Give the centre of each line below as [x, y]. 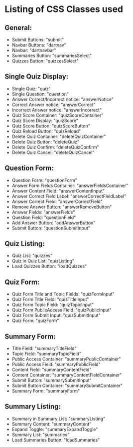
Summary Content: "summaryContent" [52, 424]
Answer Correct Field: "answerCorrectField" [57, 201]
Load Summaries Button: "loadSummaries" [56, 440]
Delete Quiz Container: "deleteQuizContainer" [59, 136]
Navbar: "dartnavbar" [34, 50]
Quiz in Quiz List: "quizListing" [43, 261]
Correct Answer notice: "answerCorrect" [54, 104]
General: [18, 28]
